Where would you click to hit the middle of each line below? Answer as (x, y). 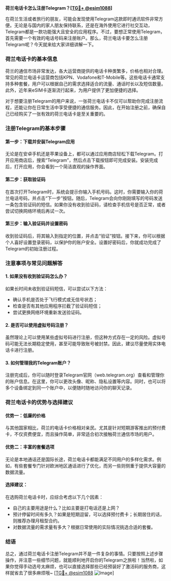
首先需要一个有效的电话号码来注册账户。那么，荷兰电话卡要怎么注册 (77, 38)
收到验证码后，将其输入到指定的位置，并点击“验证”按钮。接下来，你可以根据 (85, 236)
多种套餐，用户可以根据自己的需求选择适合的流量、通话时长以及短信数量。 (88, 84)
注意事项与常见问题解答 (34, 263)
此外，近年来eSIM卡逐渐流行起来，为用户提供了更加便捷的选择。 (73, 90)
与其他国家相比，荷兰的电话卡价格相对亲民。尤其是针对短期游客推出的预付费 (85, 428)
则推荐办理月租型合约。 (37, 521)
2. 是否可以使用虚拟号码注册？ (37, 325)
